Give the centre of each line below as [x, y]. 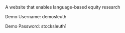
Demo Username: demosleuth [36, 16]
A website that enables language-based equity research [63, 7]
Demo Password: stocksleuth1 [36, 26]
